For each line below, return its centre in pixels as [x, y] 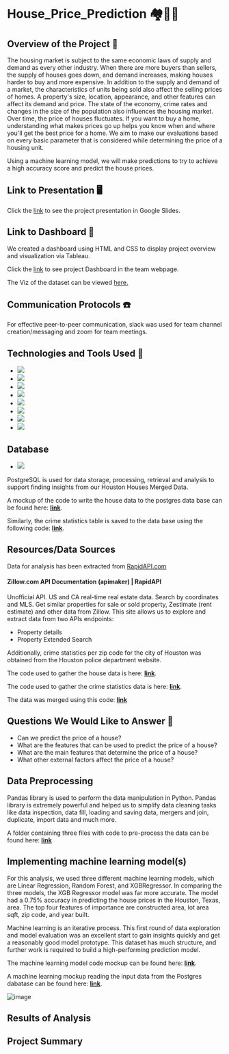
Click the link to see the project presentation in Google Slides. [94, 210]
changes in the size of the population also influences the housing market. [110, 111]
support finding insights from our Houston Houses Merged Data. [98, 487]
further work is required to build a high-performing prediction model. [104, 949]
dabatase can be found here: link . [55, 983]
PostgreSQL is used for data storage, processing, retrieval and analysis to [111, 480]
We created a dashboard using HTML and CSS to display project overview [112, 249]
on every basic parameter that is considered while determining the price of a [115, 140]
